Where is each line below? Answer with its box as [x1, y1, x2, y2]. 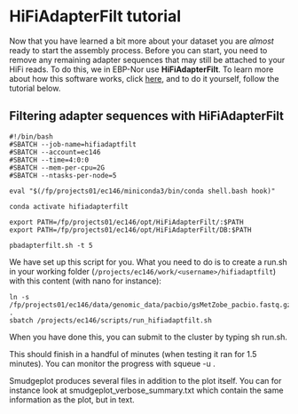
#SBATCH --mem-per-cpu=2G [9, 163, 105, 172]
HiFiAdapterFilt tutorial [9, 6, 182, 27]
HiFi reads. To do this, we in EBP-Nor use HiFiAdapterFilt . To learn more [9, 64, 274, 75]
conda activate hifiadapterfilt [9, 202, 129, 211]
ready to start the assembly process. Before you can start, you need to [9, 44, 268, 55]
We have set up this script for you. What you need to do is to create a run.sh [9, 256, 288, 267]
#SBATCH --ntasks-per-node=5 [9, 171, 117, 179]
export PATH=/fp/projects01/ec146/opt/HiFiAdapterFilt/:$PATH [9, 218, 244, 227]
